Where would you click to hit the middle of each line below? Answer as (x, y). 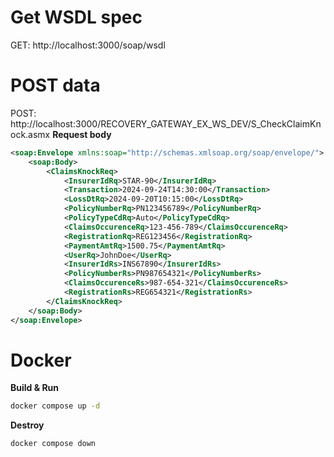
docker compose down (53, 444)
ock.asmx (30, 134)
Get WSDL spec (76, 17)
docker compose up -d (55, 406)
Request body (82, 134)
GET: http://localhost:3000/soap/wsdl (88, 45)
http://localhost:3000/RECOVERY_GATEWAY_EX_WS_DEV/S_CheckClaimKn (166, 123)
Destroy (27, 425)
